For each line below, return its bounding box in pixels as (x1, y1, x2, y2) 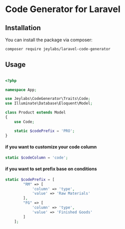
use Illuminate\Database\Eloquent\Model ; (5, 101, 93, 106)
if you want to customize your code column (5, 144, 97, 150)
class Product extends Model (5, 110, 66, 115)
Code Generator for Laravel (5, 4, 121, 15)
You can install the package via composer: (5, 37, 92, 43)
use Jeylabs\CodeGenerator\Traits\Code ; (5, 96, 91, 101)
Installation (5, 24, 41, 32)
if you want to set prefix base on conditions (5, 166, 97, 172)
